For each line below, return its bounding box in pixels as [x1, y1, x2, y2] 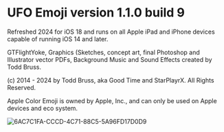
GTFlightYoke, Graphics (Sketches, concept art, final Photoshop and [7, 48, 201, 56]
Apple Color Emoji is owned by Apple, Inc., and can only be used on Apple [7, 96, 218, 104]
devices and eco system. [7, 104, 78, 112]
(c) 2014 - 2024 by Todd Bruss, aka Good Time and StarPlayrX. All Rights [7, 76, 214, 84]
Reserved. [7, 83, 36, 91]
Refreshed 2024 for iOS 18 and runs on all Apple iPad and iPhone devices [7, 27, 215, 36]
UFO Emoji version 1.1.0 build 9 [7, 5, 186, 21]
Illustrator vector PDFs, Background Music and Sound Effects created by [7, 55, 212, 63]
